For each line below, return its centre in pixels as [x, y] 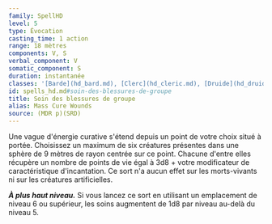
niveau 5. [23, 212]
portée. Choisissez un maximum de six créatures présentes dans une [123, 145]
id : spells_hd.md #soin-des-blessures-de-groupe [90, 91]
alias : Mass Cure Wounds [50, 106]
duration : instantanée [47, 76]
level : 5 [23, 23]
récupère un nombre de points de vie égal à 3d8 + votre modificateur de [129, 162]
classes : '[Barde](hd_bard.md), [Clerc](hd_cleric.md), [104, 83]
